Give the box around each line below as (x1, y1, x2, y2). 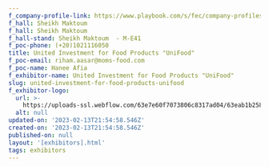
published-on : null (8, 131, 74, 139)
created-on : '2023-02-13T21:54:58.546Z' (8, 124, 146, 132)
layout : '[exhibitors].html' (8, 138, 106, 147)
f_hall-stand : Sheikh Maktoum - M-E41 (8, 34, 142, 43)
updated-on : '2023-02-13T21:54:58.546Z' (8, 116, 146, 124)
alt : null (15, 109, 48, 117)
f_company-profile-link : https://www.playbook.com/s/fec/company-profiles (8, 11, 263, 20)
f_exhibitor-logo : (8, 86, 70, 95)
